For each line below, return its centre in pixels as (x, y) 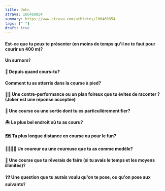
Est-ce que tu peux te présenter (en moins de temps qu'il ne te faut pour (80, 44)
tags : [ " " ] (17, 23)
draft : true (17, 28)
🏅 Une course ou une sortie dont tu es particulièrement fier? (68, 111)
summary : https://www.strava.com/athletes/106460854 (60, 19)
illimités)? (16, 165)
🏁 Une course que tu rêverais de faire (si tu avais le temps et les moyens (80, 160)
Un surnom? (18, 60)
